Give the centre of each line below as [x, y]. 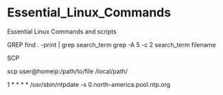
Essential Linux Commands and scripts [62, 31]
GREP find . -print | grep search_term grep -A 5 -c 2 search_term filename [111, 44]
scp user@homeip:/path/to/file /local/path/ [68, 71]
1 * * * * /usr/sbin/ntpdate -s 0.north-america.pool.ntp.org [89, 84]
